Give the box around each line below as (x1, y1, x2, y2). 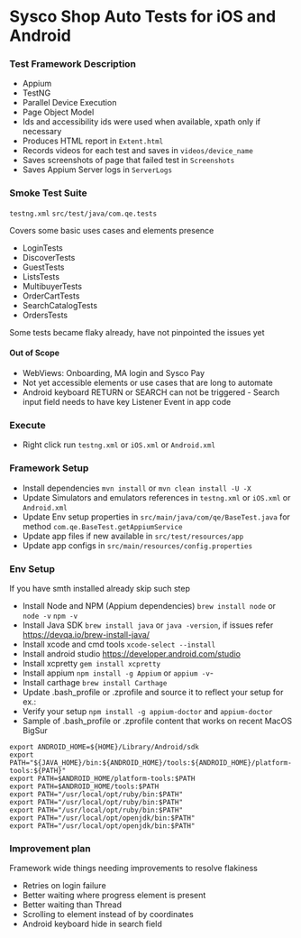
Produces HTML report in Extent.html (22, 135, 164, 146)
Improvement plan (9, 841, 92, 854)
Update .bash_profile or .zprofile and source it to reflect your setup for (22, 686, 284, 697)
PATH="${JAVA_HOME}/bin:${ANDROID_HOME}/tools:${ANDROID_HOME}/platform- (9, 758, 293, 768)
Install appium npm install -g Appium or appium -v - (22, 667, 214, 678)
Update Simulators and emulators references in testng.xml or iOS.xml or (22, 492, 291, 502)
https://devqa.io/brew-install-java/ (22, 629, 150, 639)
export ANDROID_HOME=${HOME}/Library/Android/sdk (9, 742, 200, 751)
